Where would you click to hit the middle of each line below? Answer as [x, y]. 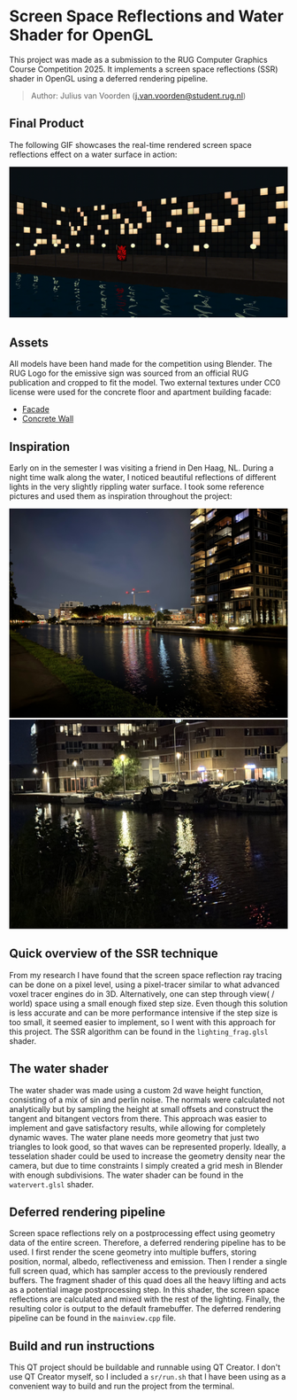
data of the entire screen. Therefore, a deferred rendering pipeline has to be [148, 1243]
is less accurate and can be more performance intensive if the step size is [144, 1013]
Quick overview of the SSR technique [114, 954]
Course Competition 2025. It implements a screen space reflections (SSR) [144, 69]
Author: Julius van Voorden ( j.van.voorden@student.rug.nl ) [138, 96]
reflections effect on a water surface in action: [93, 154]
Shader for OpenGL [81, 35]
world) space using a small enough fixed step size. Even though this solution [148, 1003]
